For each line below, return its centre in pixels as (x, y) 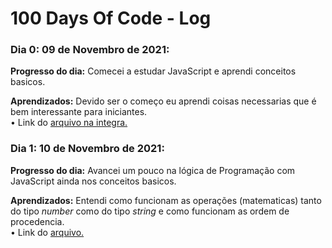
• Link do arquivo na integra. (69, 123)
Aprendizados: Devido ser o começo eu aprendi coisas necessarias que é (163, 101)
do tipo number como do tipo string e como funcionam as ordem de (150, 211)
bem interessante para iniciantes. (79, 112)
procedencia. (37, 221)
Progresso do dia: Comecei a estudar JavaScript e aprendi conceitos (153, 71)
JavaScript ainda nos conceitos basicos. (93, 181)
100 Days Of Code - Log (111, 18)
